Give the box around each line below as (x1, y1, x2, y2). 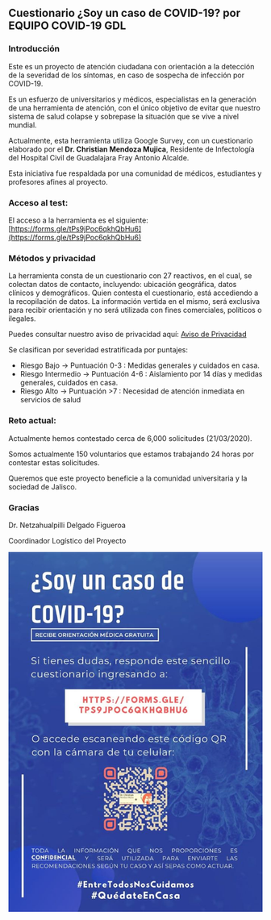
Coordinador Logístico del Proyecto (8, 535, 127, 545)
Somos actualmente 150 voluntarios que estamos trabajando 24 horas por (8, 449, 254, 459)
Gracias (8, 502, 40, 513)
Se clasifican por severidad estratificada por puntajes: (8, 345, 188, 355)
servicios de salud (19, 395, 81, 405)
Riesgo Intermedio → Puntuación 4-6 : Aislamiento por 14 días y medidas (19, 369, 263, 379)
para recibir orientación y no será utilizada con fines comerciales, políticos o (8, 306, 262, 315)
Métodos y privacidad (8, 252, 96, 264)
